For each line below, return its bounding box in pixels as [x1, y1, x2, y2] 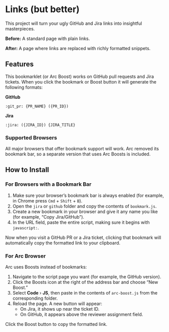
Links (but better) [5, 4, 80, 15]
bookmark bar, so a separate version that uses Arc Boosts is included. [5, 151, 151, 157]
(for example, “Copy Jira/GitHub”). [12, 214, 85, 220]
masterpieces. [5, 25, 35, 31]
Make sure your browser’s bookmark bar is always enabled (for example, [12, 192, 164, 198]
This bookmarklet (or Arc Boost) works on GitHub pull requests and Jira [5, 73, 154, 79]
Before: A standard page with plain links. [5, 35, 90, 41]
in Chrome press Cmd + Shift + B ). [12, 197, 83, 203]
